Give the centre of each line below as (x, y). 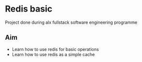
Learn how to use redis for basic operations (55, 49)
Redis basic (29, 9)
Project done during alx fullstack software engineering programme (71, 22)
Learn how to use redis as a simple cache (53, 54)
